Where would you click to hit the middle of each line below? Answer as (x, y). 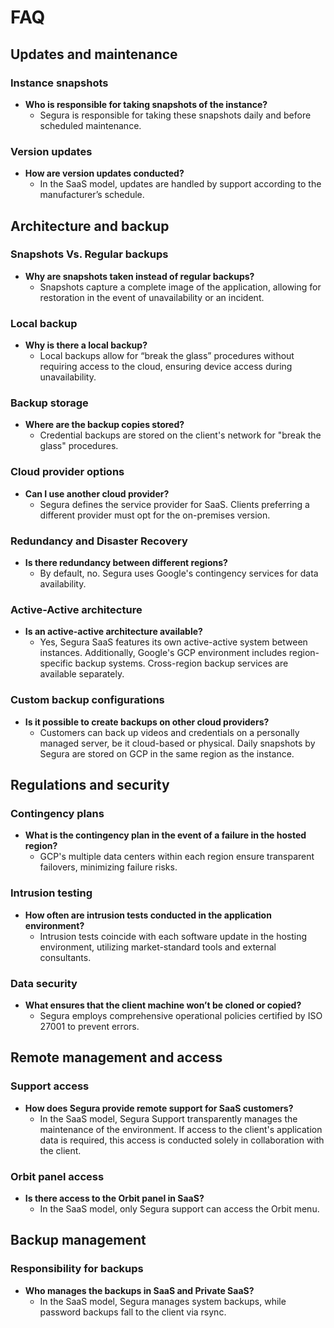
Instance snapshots (59, 83)
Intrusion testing (51, 893)
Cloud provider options (67, 472)
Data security (44, 983)
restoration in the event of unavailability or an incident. (152, 297)
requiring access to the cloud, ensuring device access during (166, 367)
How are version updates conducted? (104, 173)
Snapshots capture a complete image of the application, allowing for (180, 287)
